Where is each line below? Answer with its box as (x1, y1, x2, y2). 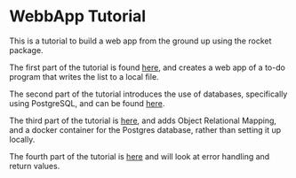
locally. (9, 134, 36, 144)
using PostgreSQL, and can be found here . (9, 97, 165, 108)
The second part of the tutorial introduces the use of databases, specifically (9, 89, 288, 99)
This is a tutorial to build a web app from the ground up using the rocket (9, 35, 272, 46)
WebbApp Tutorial (9, 6, 147, 27)
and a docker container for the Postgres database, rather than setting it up (9, 124, 282, 135)
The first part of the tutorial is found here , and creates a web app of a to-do (9, 62, 286, 73)
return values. (9, 160, 60, 171)
